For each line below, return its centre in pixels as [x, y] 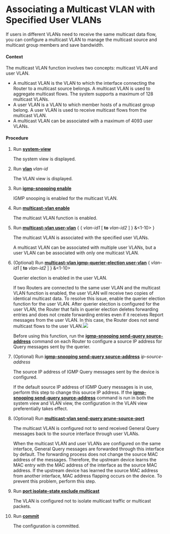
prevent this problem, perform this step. [55, 481]
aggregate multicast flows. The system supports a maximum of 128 [83, 94]
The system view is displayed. [45, 159]
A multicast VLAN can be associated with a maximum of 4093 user [83, 121]
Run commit [26, 516]
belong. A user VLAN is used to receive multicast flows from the [80, 110]
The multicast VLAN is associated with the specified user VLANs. [81, 238]
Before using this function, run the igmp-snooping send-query [79, 336]
